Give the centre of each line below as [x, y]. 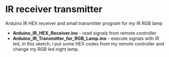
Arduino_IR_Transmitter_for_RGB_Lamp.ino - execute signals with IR [86, 38]
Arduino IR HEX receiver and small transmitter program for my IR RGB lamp [84, 23]
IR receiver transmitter [54, 9]
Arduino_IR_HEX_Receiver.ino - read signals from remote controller [84, 33]
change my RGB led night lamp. [46, 49]
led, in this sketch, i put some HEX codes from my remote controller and [88, 43]
